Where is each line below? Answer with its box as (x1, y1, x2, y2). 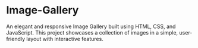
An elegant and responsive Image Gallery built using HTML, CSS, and (6, 23, 176, 30)
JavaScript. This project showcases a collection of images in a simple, (6, 29, 178, 36)
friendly (6, 35, 26, 42)
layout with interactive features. (26, 35, 104, 42)
